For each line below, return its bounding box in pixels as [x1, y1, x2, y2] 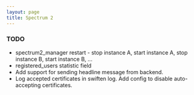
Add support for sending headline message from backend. [15, 68, 164, 75]
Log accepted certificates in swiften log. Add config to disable [15, 75, 173, 82]
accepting [15, 81, 41, 89]
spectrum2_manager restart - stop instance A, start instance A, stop [15, 48, 188, 56]
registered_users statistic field [15, 62, 92, 69]
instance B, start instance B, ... [15, 55, 93, 63]
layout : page [6, 9, 40, 15]
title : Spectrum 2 [6, 15, 53, 21]
